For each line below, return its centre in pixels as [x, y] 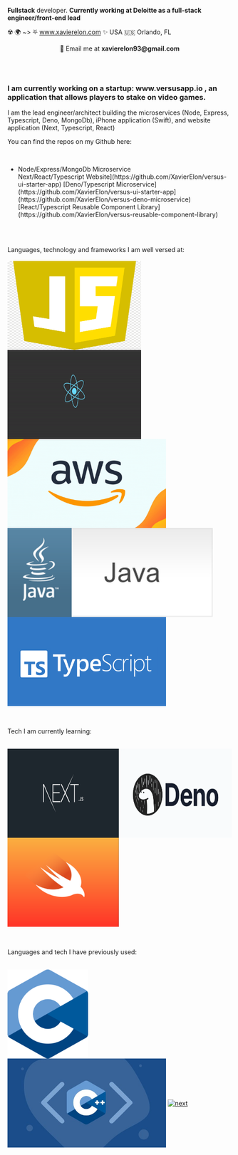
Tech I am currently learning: [50, 731]
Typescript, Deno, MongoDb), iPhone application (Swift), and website [109, 120]
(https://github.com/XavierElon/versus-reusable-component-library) [118, 215]
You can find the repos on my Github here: [69, 142]
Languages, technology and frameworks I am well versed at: [96, 250]
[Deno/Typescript [89, 184]
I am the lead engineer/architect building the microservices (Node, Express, [118, 113]
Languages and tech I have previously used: [72, 952]
